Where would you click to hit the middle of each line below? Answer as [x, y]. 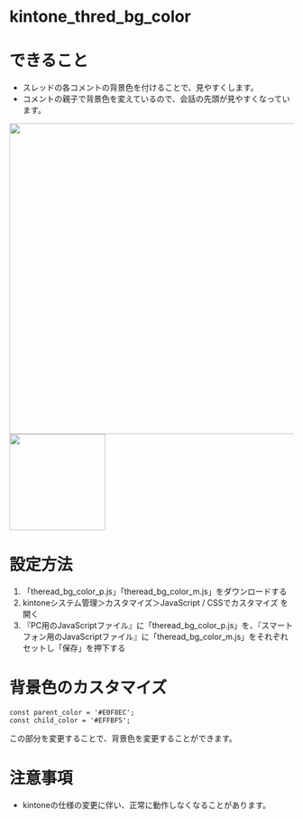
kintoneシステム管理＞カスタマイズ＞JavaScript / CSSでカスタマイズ [150, 603]
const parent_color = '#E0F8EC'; [72, 712]
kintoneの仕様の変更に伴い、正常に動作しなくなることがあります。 [147, 805]
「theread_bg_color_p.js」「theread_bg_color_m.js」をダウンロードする [155, 592]
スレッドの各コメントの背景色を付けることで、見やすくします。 [140, 88]
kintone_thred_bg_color [100, 17]
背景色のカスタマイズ [88, 688]
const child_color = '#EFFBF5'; [70, 720]
